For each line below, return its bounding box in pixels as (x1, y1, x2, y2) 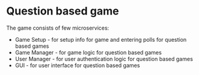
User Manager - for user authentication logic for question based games (15, 55, 194, 62)
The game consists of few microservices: (6, 24, 109, 31)
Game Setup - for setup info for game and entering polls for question (15, 36, 187, 43)
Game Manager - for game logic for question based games (15, 48, 162, 56)
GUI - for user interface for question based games (15, 62, 140, 69)
